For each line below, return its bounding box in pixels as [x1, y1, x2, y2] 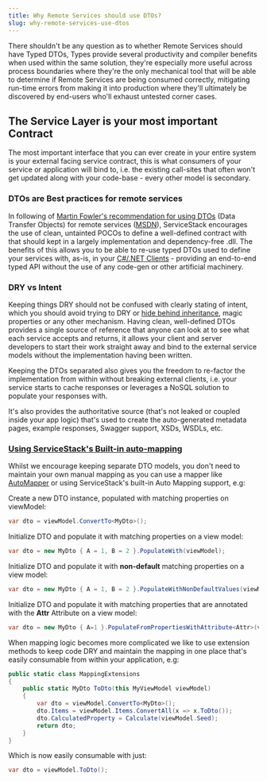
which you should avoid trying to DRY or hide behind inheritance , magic [8, 307, 243, 318]
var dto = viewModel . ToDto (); [8, 766, 109, 775]
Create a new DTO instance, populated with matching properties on [8, 493, 229, 503]
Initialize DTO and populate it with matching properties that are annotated [8, 599, 248, 609]
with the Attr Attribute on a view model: [8, 608, 137, 617]
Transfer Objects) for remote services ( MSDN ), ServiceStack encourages [8, 219, 248, 229]
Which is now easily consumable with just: [8, 751, 147, 760]
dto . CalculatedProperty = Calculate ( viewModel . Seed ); [37, 714, 219, 722]
